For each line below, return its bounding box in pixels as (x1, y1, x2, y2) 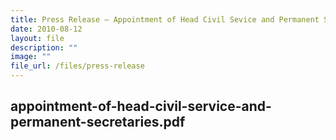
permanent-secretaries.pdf (10, 114, 186, 131)
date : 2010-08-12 (10, 24, 83, 34)
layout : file (10, 33, 65, 43)
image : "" (10, 52, 52, 62)
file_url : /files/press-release (10, 61, 145, 71)
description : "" (10, 42, 78, 53)
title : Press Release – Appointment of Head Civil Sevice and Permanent (10, 14, 320, 25)
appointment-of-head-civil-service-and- (10, 98, 272, 115)
